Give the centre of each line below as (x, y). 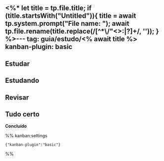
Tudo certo (22, 114)
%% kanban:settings (26, 136)
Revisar (17, 97)
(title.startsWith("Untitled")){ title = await (71, 16)
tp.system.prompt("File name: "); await (67, 24)
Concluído (16, 126)
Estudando (22, 80)
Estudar (18, 64)
